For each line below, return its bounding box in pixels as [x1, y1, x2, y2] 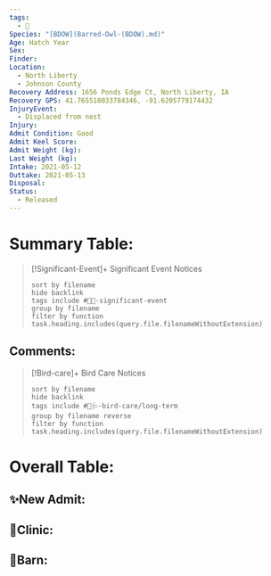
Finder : [9, 54, 38, 63]
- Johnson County [17, 79, 82, 88]
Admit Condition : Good [9, 129, 94, 138]
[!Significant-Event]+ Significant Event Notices [30, 263, 202, 274]
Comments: [9, 344, 76, 359]
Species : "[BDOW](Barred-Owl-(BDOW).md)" [9, 29, 166, 38]
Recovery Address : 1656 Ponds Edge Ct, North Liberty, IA [9, 87, 229, 96]
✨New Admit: [9, 492, 86, 507]
